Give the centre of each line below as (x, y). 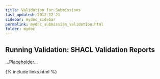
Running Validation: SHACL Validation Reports (80, 50)
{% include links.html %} (31, 71)
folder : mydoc (20, 29)
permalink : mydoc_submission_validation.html (54, 24)
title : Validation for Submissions (43, 10)
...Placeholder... (22, 62)
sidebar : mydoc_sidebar (31, 19)
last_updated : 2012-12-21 (33, 15)
